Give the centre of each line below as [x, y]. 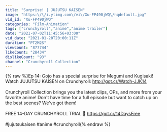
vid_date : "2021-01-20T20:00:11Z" [42, 38]
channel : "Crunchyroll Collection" [43, 62]
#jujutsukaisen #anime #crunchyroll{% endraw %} [58, 124]
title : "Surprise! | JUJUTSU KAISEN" [45, 10]
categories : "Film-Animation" [37, 24]
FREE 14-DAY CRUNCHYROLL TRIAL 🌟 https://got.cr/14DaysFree [73, 114]
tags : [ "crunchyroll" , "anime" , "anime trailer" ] [57, 29]
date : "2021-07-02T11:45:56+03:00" [43, 33]
